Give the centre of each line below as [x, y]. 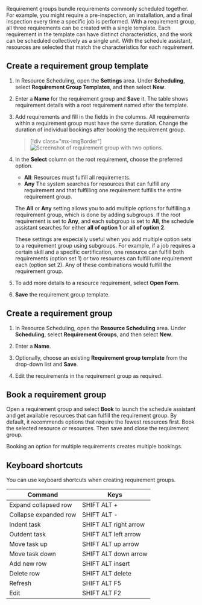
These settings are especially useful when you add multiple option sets [103, 239]
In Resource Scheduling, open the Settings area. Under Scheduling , [100, 80]
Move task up [29, 544]
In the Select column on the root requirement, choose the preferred [99, 159]
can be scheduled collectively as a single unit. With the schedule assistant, [99, 41]
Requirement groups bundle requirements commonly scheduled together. [97, 9]
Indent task [25, 525]
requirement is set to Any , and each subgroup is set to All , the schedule [104, 221]
